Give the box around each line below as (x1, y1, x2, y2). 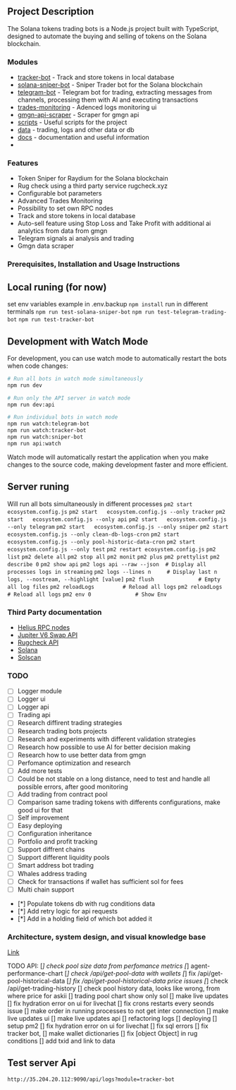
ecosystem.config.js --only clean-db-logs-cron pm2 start (7, 531, 180, 538)
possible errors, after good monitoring (17, 782, 128, 791)
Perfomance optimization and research (17, 758, 131, 767)
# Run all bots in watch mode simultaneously (7, 375, 143, 382)
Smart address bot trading (17, 861, 94, 870)
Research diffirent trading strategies (17, 719, 123, 727)
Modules (7, 56, 39, 66)
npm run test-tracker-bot (18, 316, 95, 323)
